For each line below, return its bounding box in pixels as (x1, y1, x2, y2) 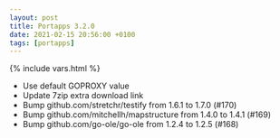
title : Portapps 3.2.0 (9, 22, 95, 31)
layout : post (9, 13, 59, 23)
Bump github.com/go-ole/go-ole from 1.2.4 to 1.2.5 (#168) (22, 119, 239, 130)
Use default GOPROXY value (22, 80, 130, 91)
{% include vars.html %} (9, 63, 101, 74)
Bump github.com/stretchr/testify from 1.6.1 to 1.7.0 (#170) (22, 100, 237, 111)
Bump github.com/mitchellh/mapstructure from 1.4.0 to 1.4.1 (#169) (22, 109, 272, 120)
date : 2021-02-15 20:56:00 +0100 (9, 30, 136, 39)
